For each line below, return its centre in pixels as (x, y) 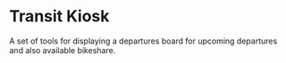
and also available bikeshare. (63, 50)
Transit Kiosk (59, 16)
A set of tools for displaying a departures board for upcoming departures (143, 41)
